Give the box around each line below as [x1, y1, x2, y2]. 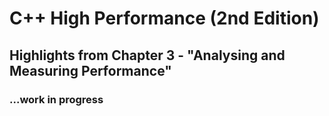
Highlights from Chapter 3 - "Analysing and [9, 47, 286, 64]
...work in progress [9, 92, 104, 106]
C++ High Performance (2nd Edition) [9, 7, 320, 30]
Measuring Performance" [9, 62, 172, 79]
